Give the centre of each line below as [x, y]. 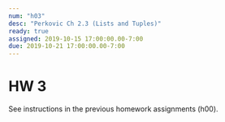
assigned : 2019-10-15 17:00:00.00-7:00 [76, 39]
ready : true [28, 31]
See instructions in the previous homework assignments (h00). [113, 109]
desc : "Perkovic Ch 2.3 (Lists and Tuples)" [85, 24]
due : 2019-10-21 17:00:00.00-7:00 [67, 46]
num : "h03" [27, 16]
